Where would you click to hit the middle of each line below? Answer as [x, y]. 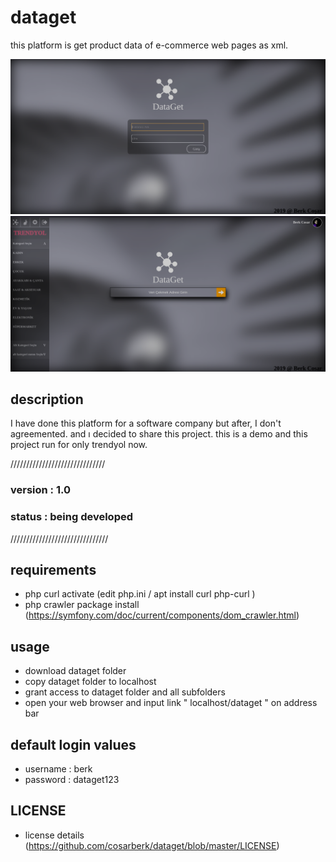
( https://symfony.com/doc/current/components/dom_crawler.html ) [162, 615]
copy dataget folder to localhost [90, 682]
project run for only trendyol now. [79, 445]
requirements [53, 569]
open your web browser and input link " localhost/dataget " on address [171, 703]
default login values [73, 744]
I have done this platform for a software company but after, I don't [146, 423]
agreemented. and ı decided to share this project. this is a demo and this [159, 434]
